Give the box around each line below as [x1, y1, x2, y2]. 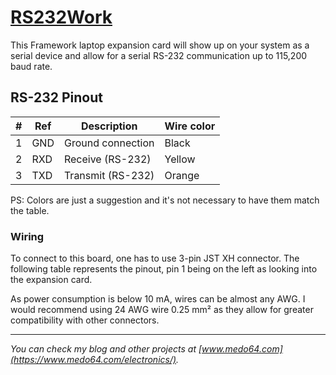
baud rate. [10, 60, 53, 72]
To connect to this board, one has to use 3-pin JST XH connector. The [10, 252, 300, 265]
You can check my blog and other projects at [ [10, 343, 203, 355]
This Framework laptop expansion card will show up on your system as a [10, 39, 310, 51]
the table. [10, 204, 50, 216]
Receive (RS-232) [63, 152, 152, 166]
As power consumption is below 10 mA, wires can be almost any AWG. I [10, 293, 306, 305]
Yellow [164, 152, 196, 166]
